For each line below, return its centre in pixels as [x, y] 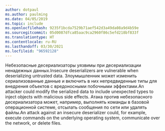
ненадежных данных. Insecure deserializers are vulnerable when [72, 70]
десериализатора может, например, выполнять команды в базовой [77, 102]
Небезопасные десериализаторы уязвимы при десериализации [73, 65]
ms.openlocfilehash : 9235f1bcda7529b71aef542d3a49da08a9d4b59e [72, 28]
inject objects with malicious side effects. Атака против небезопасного [79, 96]
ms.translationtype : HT [30, 38]
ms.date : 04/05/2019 [27, 19]
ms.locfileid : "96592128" [32, 51]
